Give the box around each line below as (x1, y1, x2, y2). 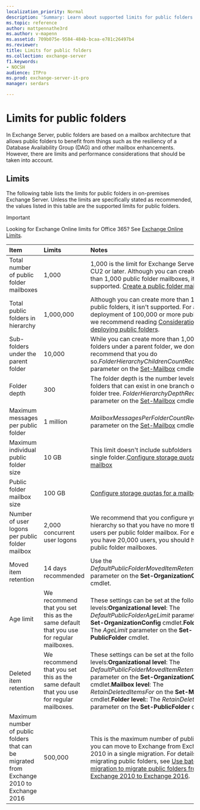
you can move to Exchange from (90, 742, 181, 750)
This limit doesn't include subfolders (90, 445, 192, 454)
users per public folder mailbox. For (90, 528, 189, 537)
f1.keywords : (6, 58, 39, 64)
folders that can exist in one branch (90, 382, 189, 390)
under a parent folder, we (111, 342, 183, 350)
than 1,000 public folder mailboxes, (90, 275, 190, 283)
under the (9, 350, 37, 358)
